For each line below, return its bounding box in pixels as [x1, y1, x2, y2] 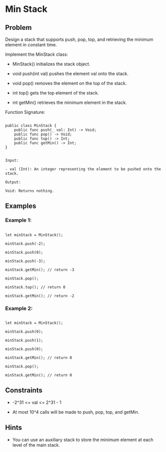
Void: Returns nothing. [5, 188, 55, 193]
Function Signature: [5, 109, 46, 115]
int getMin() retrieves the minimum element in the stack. [12, 99, 127, 105]
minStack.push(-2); [5, 241, 46, 246]
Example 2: [5, 305, 33, 312]
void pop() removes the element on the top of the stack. [12, 81, 127, 86]
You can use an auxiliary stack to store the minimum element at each [12, 437, 154, 443]
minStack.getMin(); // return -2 [5, 293, 75, 298]
